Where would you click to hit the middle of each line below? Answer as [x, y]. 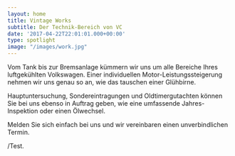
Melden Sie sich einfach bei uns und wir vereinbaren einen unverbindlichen [118, 124]
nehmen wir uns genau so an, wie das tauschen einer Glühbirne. [102, 82]
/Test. [16, 146]
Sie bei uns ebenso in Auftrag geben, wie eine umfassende [94, 103]
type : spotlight [31, 40]
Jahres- [193, 103]
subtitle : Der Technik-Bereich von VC [65, 27]
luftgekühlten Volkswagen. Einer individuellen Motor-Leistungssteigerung [115, 74]
